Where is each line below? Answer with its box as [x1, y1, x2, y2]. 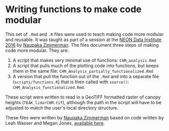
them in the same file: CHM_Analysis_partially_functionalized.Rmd [12, 68, 153, 74]
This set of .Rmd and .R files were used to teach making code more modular [5, 31, 164, 37]
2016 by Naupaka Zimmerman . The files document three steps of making [5, 42, 159, 48]
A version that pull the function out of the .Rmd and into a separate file [12, 73, 159, 79]
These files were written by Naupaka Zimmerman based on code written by [5, 114, 164, 120]
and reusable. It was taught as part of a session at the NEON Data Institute [5, 37, 162, 43]
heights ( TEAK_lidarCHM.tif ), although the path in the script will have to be [5, 99, 162, 105]
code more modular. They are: [5, 47, 69, 53]
